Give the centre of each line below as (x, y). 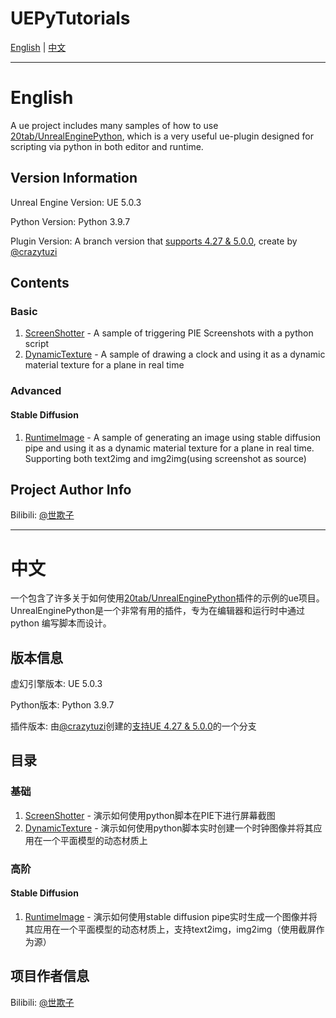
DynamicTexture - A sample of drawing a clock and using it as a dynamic (175, 354)
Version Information (74, 178)
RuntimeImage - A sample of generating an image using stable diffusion (173, 437)
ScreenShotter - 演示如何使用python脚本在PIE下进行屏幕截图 (150, 815)
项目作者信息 (50, 976)
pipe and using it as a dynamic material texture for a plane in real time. (169, 448)
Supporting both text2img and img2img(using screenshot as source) (165, 458)
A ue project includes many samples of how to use (114, 125)
